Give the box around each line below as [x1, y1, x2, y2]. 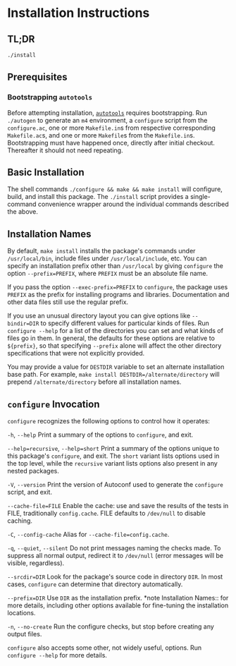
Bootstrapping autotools [7, 92, 93, 102]
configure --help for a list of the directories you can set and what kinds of [7, 327, 224, 335]
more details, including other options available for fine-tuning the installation [7, 601, 229, 610]
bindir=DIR [7, 320, 39, 327]
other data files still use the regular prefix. [7, 298, 129, 306]
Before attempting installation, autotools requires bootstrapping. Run [7, 108, 208, 117]
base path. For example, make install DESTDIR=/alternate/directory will [7, 370, 220, 379]
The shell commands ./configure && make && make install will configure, [7, 185, 223, 193]
